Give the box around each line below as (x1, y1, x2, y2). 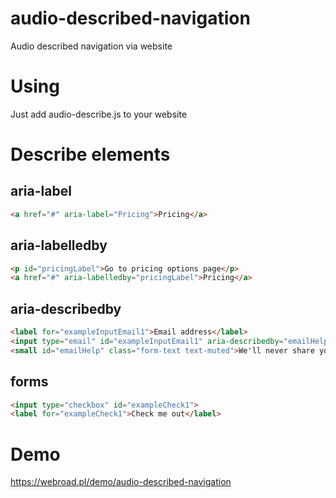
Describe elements (10, 143, 171, 166)
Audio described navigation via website (10, 40, 173, 52)
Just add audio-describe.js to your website (10, 108, 188, 120)
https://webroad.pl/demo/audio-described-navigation (10, 476, 232, 488)
